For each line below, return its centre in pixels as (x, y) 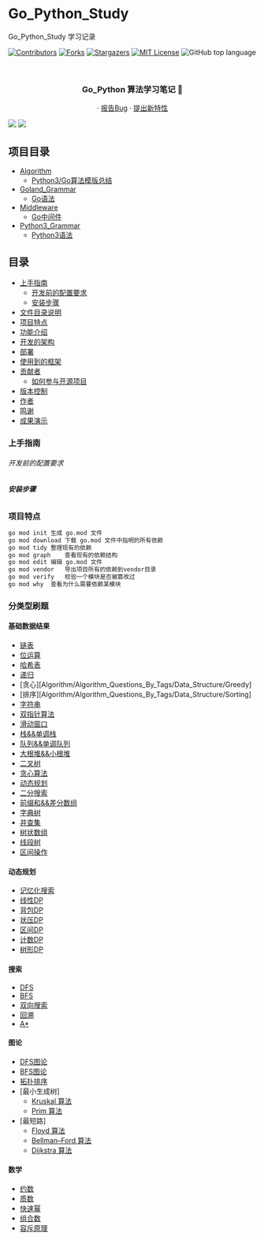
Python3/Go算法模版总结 (72, 180)
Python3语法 (52, 235)
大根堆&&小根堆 (45, 754)
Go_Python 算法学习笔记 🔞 (132, 89)
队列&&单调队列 (45, 744)
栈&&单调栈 (38, 734)
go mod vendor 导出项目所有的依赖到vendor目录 (82, 570)
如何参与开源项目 (59, 381)
